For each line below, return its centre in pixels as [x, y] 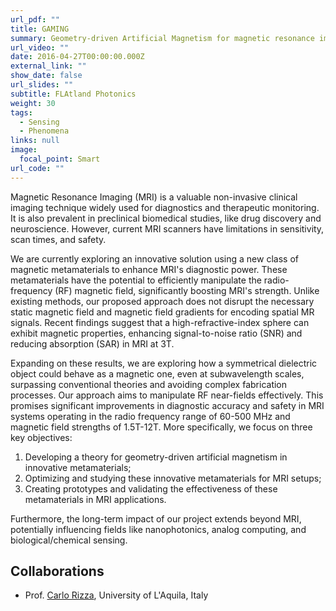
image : [24, 150]
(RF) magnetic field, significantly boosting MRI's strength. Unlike [187, 290]
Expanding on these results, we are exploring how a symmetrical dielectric [164, 363]
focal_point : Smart [60, 159]
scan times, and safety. [58, 239]
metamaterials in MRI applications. [95, 499]
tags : [21, 112]
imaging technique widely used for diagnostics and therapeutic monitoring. [165, 207]
